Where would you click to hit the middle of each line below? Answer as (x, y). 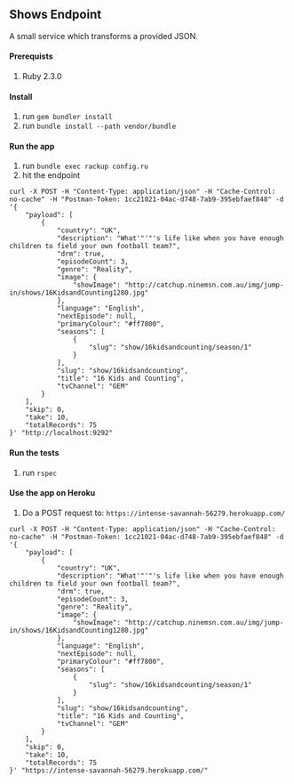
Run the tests (34, 453)
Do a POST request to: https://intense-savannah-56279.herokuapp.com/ (154, 513)
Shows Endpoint (56, 15)
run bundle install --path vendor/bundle (99, 126)
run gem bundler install (67, 117)
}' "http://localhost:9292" (61, 433)
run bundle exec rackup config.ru (85, 166)
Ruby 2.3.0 (42, 77)
